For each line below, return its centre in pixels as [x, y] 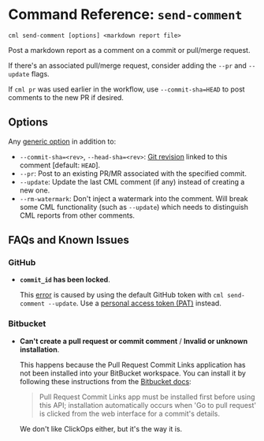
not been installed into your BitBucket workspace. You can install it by [133, 373]
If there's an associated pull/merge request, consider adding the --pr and [127, 65]
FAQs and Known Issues [69, 240]
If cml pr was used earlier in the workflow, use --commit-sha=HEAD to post [127, 89]
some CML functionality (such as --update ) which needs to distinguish [134, 207]
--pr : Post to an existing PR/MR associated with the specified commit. [133, 173]
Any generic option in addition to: [62, 141]
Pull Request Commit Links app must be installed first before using [147, 397]
